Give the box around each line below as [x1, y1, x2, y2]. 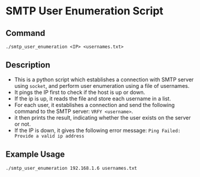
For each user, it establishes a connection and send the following [14, 101, 175, 108]
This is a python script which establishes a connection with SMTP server [14, 76, 194, 83]
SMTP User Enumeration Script [5, 4, 164, 18]
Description [5, 60, 50, 70]
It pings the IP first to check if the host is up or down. [14, 89, 146, 96]
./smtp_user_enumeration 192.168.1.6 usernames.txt [5, 165, 137, 171]
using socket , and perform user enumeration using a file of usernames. [14, 82, 190, 89]
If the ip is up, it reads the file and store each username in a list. [14, 94, 171, 102]
